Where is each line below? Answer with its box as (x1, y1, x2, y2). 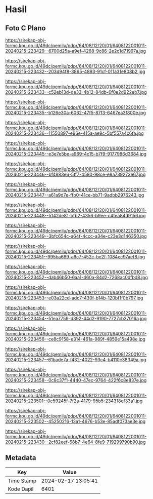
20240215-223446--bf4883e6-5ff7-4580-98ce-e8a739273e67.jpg (5, 171, 146, 177)
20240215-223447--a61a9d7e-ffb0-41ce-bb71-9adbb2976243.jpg (5, 192, 144, 198)
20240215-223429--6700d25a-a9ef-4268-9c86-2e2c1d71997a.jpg (5, 48, 146, 54)
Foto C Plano (5, 24, 46, 32)
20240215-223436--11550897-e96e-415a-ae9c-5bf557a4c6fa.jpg (5, 130, 144, 136)
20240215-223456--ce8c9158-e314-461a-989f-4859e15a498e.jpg (5, 336, 145, 342)
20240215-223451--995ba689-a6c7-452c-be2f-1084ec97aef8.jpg (5, 254, 145, 259)
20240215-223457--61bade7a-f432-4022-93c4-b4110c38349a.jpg (5, 357, 146, 363)
